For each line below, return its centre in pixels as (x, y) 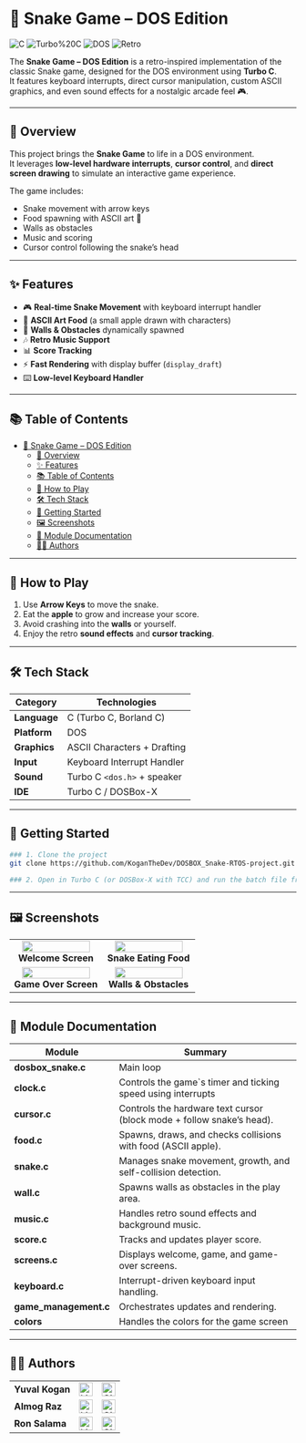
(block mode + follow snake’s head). (196, 1120)
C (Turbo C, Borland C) (116, 717)
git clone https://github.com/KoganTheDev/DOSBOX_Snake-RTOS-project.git (153, 863)
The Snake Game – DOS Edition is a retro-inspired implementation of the (146, 61)
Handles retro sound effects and (188, 1213)
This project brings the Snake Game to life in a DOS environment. (132, 153)
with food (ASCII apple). (170, 1146)
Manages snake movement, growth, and (204, 1161)
